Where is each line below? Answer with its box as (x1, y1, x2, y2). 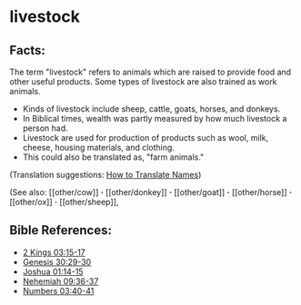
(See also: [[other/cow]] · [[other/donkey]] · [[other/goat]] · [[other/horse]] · (9, 187, 293, 197)
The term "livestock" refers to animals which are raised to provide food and (9, 66, 292, 77)
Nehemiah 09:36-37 (22, 275, 99, 287)
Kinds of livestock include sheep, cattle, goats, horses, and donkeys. (22, 103, 281, 114)
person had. (22, 123, 68, 133)
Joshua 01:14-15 (22, 266, 84, 277)
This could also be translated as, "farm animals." (22, 152, 205, 162)
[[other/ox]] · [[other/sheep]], (9, 197, 119, 207)
